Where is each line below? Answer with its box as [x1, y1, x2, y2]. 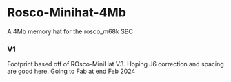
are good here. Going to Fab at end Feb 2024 [7, 67, 136, 76]
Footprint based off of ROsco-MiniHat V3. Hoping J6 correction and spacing [7, 60, 224, 68]
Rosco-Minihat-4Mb [7, 5, 126, 20]
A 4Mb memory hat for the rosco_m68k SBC [7, 27, 133, 36]
